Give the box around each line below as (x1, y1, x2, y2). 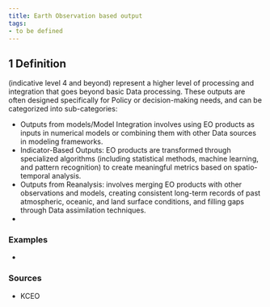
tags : (8, 19, 27, 27)
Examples (8, 234, 49, 246)
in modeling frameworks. (19, 137, 103, 146)
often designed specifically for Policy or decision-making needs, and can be (8, 95, 263, 105)
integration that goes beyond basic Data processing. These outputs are (8, 86, 246, 97)
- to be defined (8, 27, 63, 35)
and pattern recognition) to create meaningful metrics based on (19, 162, 233, 172)
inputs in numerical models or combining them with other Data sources (19, 128, 257, 138)
